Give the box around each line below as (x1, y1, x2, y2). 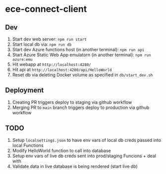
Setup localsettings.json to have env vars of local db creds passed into (12, 137, 162, 143)
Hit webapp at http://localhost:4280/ (12, 62, 92, 67)
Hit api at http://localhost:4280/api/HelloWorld (12, 67, 112, 72)
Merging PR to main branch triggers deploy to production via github (12, 104, 150, 110)
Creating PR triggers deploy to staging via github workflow (12, 99, 132, 105)
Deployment (5, 86, 44, 95)
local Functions (12, 142, 44, 148)
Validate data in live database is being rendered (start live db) (12, 163, 138, 169)
